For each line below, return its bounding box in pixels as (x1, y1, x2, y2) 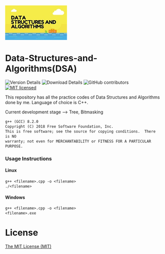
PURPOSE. (5, 144, 23, 148)
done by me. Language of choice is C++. (5, 99, 88, 105)
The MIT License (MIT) (5, 244, 52, 250)
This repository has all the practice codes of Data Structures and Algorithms (5, 94, 160, 100)
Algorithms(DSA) (5, 63, 78, 74)
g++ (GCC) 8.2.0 (5, 119, 39, 124)
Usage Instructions (5, 155, 52, 162)
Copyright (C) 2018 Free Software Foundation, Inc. (5, 124, 114, 129)
